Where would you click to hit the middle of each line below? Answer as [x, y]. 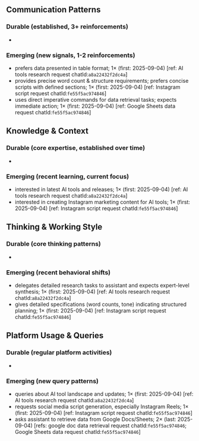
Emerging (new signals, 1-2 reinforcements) [71, 55]
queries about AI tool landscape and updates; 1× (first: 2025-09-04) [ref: [104, 394]
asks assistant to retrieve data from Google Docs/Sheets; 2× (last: [95, 419]
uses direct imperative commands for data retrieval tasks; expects [96, 99]
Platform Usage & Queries [55, 336]
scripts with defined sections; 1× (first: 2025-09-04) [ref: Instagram [97, 87]
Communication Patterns [53, 10]
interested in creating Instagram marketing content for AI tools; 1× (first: [102, 202]
